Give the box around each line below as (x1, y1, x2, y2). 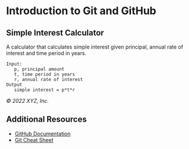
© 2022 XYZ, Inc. (6, 98, 49, 104)
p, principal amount (14, 66, 65, 72)
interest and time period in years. (6, 50, 87, 57)
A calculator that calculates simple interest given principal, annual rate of (6, 43, 184, 50)
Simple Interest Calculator (6, 28, 105, 38)
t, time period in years (14, 72, 76, 77)
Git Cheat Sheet (14, 136, 54, 143)
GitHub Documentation (14, 130, 71, 137)
